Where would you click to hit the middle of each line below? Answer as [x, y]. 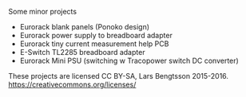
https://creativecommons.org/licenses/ [72, 84]
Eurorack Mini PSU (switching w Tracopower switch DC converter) [129, 60]
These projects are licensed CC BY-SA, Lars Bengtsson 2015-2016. [119, 76]
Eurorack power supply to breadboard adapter [96, 35]
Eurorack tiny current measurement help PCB [94, 44]
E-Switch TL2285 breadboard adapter [82, 52]
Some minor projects [43, 12]
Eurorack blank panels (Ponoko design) [85, 27]
